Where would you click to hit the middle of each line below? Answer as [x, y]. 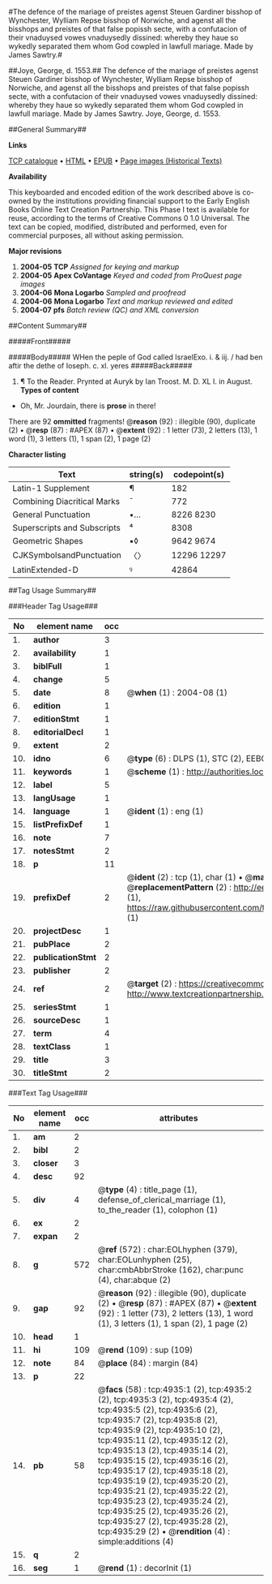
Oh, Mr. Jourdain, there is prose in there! [88, 406]
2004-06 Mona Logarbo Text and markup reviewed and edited [126, 301]
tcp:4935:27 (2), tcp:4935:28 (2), [163, 1521]
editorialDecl [58, 732]
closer [46, 1163]
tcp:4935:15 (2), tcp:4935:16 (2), [163, 1460]
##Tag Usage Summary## [53, 590]
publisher [52, 971]
